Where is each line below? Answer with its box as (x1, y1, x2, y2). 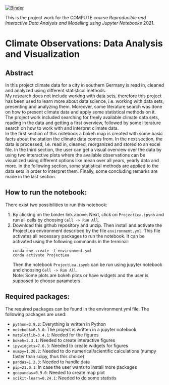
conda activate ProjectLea (12, 252, 70, 258)
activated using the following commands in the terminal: (12, 238, 129, 244)
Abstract (5, 68, 34, 77)
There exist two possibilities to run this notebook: (5, 202, 107, 208)
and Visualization (5, 49, 80, 60)
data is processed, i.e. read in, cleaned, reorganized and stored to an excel (5, 141, 160, 147)
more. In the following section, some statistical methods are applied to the (5, 163, 159, 169)
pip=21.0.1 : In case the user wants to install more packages (12, 364, 137, 370)
